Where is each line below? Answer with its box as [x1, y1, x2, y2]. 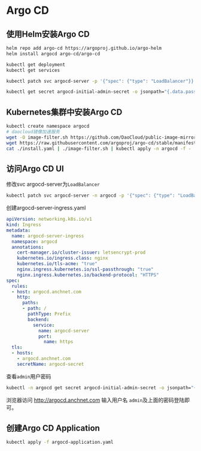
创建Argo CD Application [6, 423, 100, 434]
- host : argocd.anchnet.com [11, 288, 82, 294]
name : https [44, 339, 74, 345]
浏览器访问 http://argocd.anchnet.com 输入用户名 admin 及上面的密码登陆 [6, 396, 185, 404]
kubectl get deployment [6, 61, 66, 68]
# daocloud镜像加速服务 [6, 128, 60, 135]
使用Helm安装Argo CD [6, 29, 90, 39]
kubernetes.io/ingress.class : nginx [17, 255, 109, 261]
